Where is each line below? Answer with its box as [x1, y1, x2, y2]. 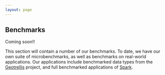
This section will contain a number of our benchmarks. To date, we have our [5, 48, 161, 55]
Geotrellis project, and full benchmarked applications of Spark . [5, 64, 133, 70]
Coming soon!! [5, 39, 35, 45]
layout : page [5, 7, 32, 12]
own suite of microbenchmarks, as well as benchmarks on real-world [5, 54, 146, 60]
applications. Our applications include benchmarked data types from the [5, 59, 153, 65]
